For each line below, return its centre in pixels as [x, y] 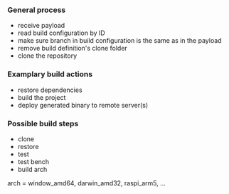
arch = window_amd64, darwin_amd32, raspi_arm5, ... [86, 183]
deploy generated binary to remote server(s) [83, 105]
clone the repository [47, 56]
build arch [32, 169]
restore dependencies [50, 90]
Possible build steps [43, 123]
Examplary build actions [50, 74]
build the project [42, 97]
